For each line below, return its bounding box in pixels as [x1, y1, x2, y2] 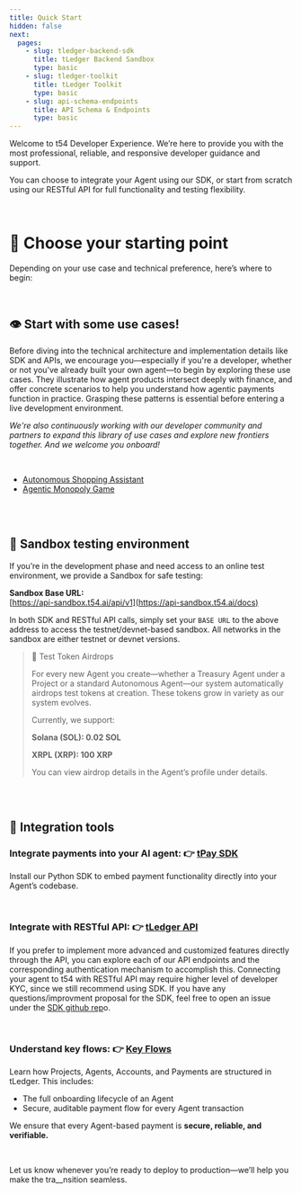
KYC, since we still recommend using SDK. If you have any [9, 983, 226, 993]
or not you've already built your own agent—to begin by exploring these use [9, 364, 291, 375]
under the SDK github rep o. [9, 1002, 111, 1012]
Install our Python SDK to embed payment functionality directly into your [9, 871, 277, 882]
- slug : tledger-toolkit [25, 72, 119, 81]
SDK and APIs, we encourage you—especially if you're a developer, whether [9, 354, 292, 365]
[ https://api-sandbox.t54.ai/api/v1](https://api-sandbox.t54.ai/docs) [9, 597, 259, 608]
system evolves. [31, 697, 92, 708]
